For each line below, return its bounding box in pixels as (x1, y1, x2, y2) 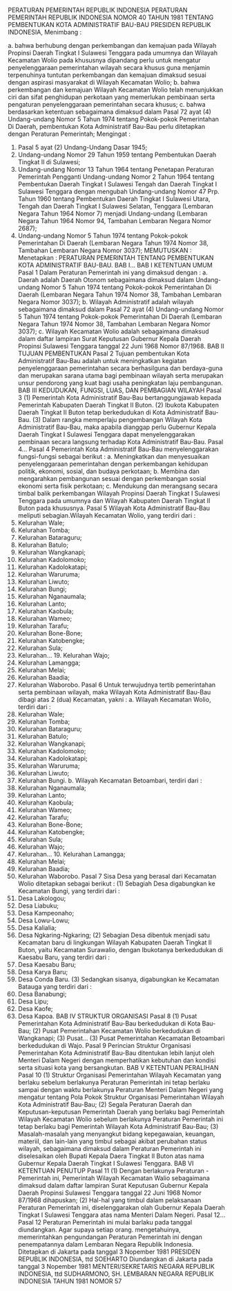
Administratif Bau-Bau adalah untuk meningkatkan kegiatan (17, 357, 187, 365)
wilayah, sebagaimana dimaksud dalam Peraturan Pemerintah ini (17, 1145, 202, 1152)
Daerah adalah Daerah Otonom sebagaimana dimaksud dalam (17, 276, 194, 283)
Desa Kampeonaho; (17, 909, 75, 917)
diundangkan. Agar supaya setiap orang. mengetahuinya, (17, 1226, 182, 1233)
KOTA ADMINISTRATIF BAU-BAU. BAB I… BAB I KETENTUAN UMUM (17, 261, 213, 269)
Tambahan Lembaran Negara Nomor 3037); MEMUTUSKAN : (17, 246, 192, 254)
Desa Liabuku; (17, 902, 59, 910)
